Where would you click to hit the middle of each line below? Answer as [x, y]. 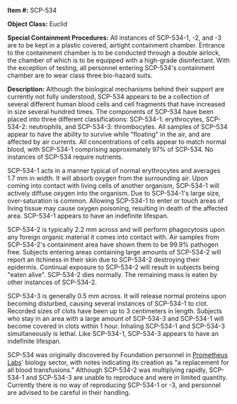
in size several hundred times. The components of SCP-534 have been [111, 112]
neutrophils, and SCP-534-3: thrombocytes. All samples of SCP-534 [128, 127]
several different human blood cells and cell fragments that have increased [116, 104]
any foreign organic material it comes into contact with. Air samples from [113, 237]
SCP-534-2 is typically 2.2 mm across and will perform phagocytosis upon [116, 229]
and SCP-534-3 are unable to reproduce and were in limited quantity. [127, 377]
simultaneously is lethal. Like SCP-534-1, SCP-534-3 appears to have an [113, 333]
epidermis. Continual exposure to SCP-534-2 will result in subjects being [114, 267]
